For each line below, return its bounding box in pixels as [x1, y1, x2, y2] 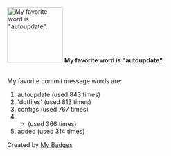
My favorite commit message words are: [7, 77, 123, 85]
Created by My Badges [7, 141, 73, 148]
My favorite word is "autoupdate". [64, 56, 165, 64]
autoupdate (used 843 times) [17, 90, 101, 98]
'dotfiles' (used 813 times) [17, 98, 91, 106]
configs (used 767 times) [17, 105, 89, 113]
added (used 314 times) [17, 128, 85, 135]
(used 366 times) [27, 120, 77, 128]
